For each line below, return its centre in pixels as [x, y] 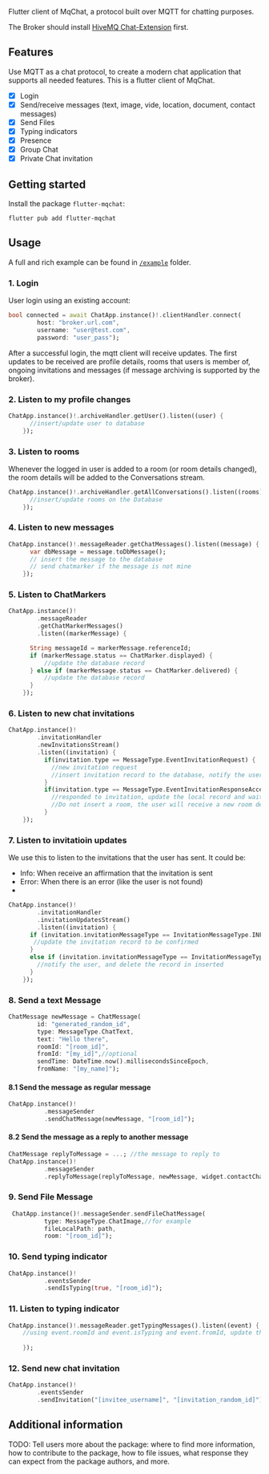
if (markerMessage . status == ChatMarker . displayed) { [121, 656]
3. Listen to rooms [44, 451]
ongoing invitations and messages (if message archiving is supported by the [134, 370]
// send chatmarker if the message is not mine [110, 566]
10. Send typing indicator [58, 1257]
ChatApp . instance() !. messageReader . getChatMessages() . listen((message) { [134, 544]
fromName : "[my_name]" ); [78, 1069]
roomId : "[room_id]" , [73, 1046]
